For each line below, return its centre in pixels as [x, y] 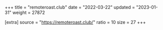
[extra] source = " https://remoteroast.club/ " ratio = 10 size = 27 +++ [75, 22]
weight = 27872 [29, 12]
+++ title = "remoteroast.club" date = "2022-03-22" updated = [70, 7]
